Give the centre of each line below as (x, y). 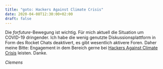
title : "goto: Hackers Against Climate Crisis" (54, 9)
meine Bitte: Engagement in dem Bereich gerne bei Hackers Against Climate (81, 48)
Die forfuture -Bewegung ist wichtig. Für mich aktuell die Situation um (74, 33)
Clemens (14, 62)
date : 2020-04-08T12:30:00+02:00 (39, 14)
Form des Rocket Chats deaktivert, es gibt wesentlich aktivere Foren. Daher (81, 43)
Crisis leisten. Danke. (26, 53)
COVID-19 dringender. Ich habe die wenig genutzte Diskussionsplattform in (81, 37)
